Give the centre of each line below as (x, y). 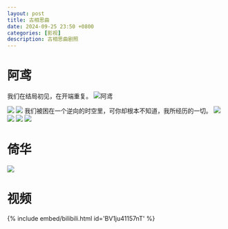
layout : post (26, 13)
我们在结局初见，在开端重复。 (49, 96)
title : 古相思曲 (28, 20)
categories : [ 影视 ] (34, 33)
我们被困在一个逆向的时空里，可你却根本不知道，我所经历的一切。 (118, 111)
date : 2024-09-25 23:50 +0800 (51, 26)
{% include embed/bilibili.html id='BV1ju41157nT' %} (81, 218)
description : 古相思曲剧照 (43, 39)
